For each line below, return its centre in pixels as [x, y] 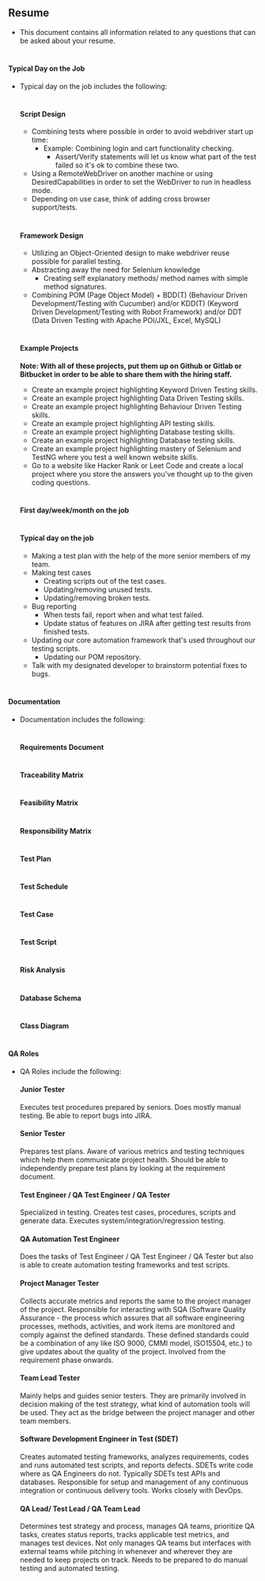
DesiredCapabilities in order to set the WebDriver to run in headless [141, 182]
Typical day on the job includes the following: [93, 86]
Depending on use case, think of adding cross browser [121, 199]
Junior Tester [42, 1089]
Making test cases [61, 572]
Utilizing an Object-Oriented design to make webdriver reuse [131, 253]
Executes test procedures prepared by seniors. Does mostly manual [130, 1107]
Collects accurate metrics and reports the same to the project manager [135, 1301]
